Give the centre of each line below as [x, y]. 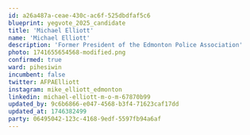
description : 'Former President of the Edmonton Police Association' [126, 45]
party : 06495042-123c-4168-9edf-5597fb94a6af [85, 119]
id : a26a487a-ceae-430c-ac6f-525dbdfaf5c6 [79, 15]
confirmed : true [35, 60]
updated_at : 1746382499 [48, 112]
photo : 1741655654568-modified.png [67, 52]
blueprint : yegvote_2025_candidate [67, 23]
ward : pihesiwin [35, 67]
